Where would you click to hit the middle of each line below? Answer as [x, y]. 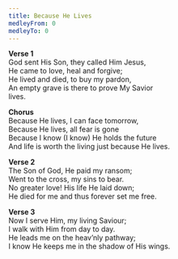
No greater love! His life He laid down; [72, 188]
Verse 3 [22, 212]
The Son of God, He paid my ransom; [70, 171]
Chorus [21, 112]
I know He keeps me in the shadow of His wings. [89, 246]
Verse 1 [21, 54]
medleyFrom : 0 [32, 23]
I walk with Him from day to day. [62, 229]
